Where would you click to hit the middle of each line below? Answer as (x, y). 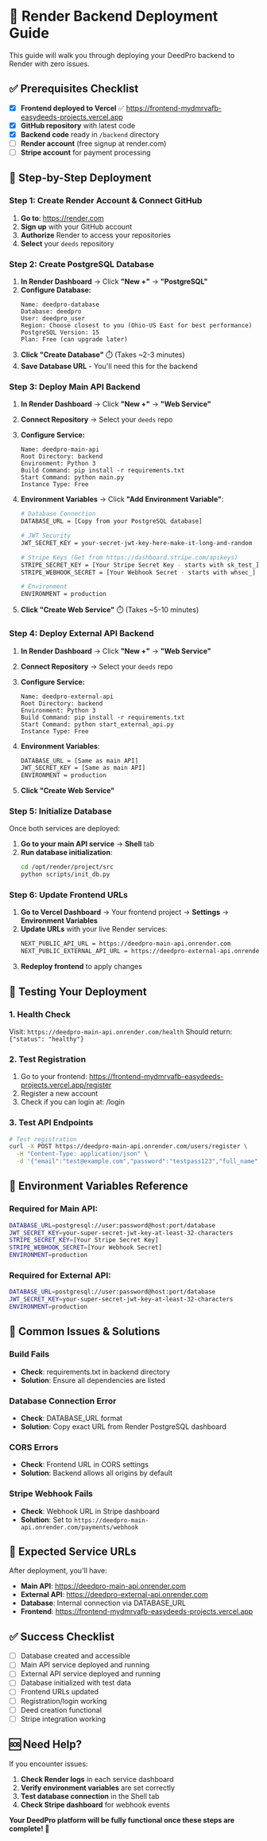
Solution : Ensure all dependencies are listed (93, 1380)
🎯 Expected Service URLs (73, 1551)
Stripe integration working (63, 1719)
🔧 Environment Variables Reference (99, 1186)
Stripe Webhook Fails (51, 1494)
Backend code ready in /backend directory (90, 134)
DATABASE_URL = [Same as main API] (79, 760)
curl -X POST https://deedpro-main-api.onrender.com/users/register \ (128, 1147)
